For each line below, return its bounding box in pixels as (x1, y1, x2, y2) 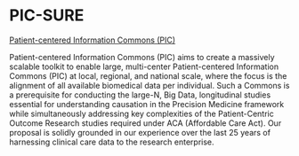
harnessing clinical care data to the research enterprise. (9, 136, 215, 147)
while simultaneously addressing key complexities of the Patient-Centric (9, 108, 274, 119)
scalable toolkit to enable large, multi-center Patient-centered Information (9, 61, 279, 72)
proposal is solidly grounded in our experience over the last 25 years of (9, 127, 271, 137)
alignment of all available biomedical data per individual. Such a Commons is (9, 80, 290, 90)
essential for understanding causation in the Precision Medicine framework (9, 98, 285, 109)
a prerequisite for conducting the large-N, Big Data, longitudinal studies (9, 90, 271, 100)
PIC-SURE (9, 5, 85, 26)
